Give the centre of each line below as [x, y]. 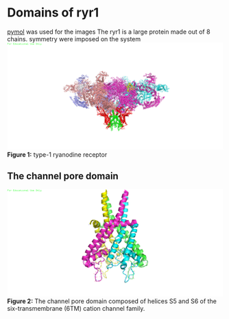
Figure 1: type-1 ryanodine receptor [57, 154]
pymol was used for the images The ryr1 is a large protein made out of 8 [109, 32]
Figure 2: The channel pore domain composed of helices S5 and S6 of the [112, 301]
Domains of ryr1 [53, 13]
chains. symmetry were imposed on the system [74, 38]
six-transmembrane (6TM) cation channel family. [76, 308]
